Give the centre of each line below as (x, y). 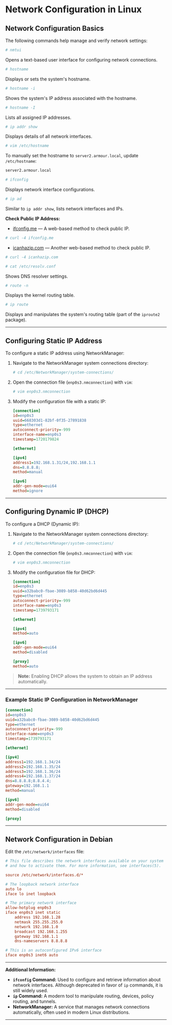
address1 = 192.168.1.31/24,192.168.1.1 (54, 463)
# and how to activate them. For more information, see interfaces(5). (83, 866)
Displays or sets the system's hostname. (48, 79)
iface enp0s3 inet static (33, 913)
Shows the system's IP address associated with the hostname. (71, 98)
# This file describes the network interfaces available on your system (84, 861)
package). (16, 320)
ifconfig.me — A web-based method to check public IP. (71, 228)
